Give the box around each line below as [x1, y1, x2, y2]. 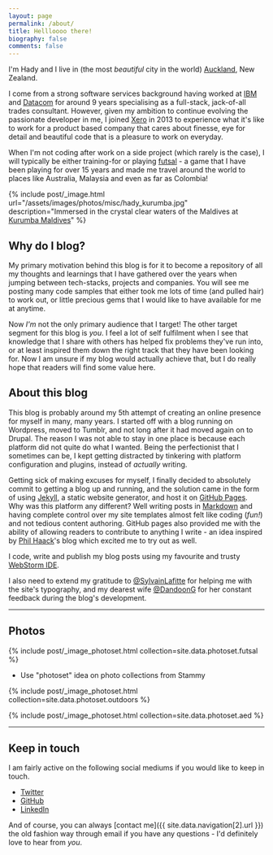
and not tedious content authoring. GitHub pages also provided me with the [8, 518, 261, 528]
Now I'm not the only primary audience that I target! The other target [8, 319, 238, 329]
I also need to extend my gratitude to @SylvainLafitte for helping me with [8, 575, 253, 585]
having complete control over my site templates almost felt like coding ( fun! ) [8, 510, 263, 519]
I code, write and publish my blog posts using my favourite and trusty [8, 551, 240, 561]
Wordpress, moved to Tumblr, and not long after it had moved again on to [8, 424, 253, 435]
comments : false [8, 42, 63, 50]
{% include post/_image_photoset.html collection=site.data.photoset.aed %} [8, 710, 264, 720]
